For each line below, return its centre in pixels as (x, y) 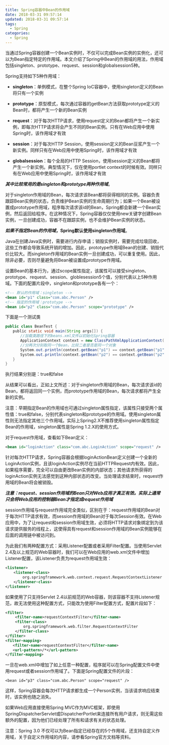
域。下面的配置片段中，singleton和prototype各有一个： (62, 283)
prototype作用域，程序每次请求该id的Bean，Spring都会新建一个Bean (85, 207)
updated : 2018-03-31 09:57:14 (37, 19)
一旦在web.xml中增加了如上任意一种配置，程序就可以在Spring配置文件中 (80, 665)
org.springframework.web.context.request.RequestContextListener (92, 577)
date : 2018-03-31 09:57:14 (33, 15)
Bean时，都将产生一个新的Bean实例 (50, 110)
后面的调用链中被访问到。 (32, 535)
